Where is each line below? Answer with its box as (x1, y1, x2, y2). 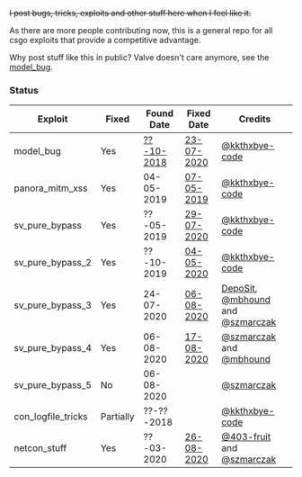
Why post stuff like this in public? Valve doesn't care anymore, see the (9, 52, 270, 62)
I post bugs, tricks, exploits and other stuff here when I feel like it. (9, 8, 252, 18)
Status (9, 84, 39, 96)
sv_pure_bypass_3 (13, 299, 93, 311)
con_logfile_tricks (13, 410, 88, 423)
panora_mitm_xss (13, 182, 88, 194)
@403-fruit (221, 431, 271, 444)
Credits (238, 112, 271, 125)
